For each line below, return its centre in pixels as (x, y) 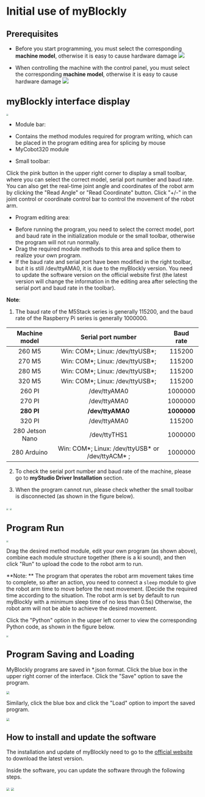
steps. (14, 777)
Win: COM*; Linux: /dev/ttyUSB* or (109, 448)
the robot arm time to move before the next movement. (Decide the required (102, 589)
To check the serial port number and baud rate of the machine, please (103, 471)
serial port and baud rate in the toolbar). (65, 288)
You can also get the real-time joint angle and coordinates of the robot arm (100, 186)
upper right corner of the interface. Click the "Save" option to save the (95, 676)
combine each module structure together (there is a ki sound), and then (96, 557)
